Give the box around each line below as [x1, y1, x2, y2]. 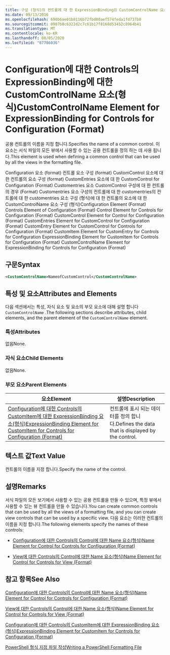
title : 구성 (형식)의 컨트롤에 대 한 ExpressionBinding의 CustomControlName [5, 7, 158, 13]
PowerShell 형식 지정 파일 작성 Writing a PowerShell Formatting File [5, 644, 142, 650]
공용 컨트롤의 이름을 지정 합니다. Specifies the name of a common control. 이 [5, 141, 160, 147]
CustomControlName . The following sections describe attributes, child [5, 310, 147, 316]
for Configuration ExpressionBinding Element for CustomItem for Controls [5, 234, 159, 240]
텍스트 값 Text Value [5, 452, 66, 460]
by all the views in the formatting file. [5, 159, 82, 165]
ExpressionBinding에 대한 [5, 76, 113, 88]
